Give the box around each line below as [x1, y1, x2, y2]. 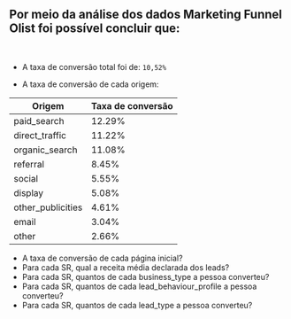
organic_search [13, 144, 78, 156]
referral [13, 158, 45, 170]
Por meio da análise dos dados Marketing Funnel [9, 7, 283, 22]
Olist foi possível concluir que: [9, 21, 180, 36]
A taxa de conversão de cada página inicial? [21, 253, 183, 263]
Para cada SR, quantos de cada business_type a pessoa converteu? [21, 271, 270, 282]
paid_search [13, 114, 65, 127]
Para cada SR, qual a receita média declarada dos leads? [21, 261, 230, 273]
